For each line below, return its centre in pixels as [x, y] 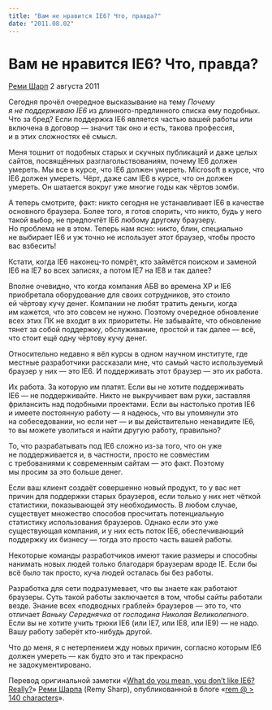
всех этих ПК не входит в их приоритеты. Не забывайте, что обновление [135, 321]
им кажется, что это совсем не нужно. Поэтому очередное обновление [134, 312]
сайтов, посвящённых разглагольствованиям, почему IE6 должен [123, 161]
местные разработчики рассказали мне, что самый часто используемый [136, 362]
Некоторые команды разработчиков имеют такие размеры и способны [133, 555]
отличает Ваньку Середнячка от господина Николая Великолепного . [129, 615]
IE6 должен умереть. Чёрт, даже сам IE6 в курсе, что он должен [121, 178]
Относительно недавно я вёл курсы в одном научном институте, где [128, 354]
